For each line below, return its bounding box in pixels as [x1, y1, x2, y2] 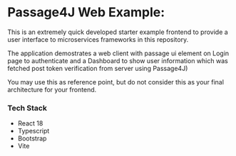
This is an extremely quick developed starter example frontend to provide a [7, 28, 228, 36]
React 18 [17, 119, 43, 128]
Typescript [17, 127, 50, 135]
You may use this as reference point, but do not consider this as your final [7, 77, 225, 86]
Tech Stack [7, 103, 48, 113]
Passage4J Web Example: [7, 4, 165, 21]
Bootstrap [17, 134, 47, 143]
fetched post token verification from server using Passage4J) [7, 64, 188, 72]
